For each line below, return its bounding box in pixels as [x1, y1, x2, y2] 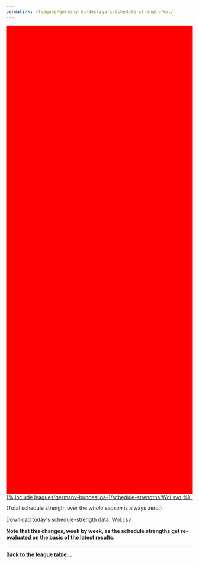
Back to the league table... [6, 551, 72, 558]
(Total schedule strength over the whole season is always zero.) [6, 504, 162, 512]
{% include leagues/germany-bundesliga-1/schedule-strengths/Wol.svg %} [6, 493, 191, 500]
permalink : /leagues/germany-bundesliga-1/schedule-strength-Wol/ [6, 8, 174, 15]
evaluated [6, 534, 31, 541]
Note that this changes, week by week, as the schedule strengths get [6, 527, 180, 534]
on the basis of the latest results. [32, 534, 115, 541]
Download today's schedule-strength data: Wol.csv [6, 516, 131, 523]
